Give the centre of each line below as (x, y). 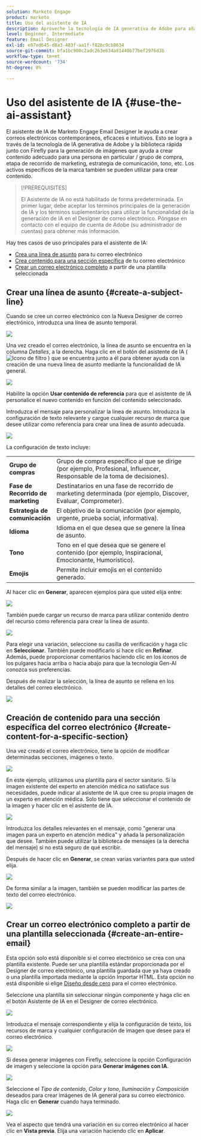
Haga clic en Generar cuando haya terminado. (63, 1101)
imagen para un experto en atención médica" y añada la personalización (95, 834)
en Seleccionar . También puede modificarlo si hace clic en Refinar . (90, 651)
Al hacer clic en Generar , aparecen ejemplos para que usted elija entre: (94, 592)
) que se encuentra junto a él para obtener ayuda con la (116, 358)
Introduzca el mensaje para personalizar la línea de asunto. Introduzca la (96, 412)
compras (22, 473)
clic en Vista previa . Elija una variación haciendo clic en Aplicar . (86, 1130)
